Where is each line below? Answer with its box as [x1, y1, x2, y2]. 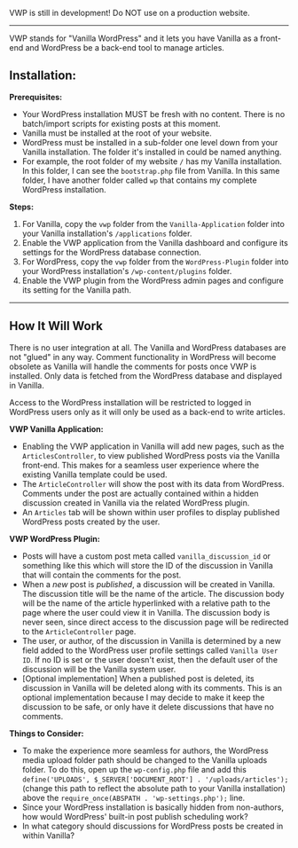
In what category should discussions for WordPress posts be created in [21, 821, 284, 831]
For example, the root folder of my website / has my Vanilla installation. [21, 155, 282, 167]
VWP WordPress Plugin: [9, 533, 100, 544]
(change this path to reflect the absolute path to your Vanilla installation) [21, 782, 286, 793]
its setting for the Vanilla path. [21, 284, 131, 295]
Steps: [9, 201, 34, 212]
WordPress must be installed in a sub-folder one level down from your [21, 137, 278, 147]
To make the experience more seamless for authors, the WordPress [21, 745, 269, 756]
